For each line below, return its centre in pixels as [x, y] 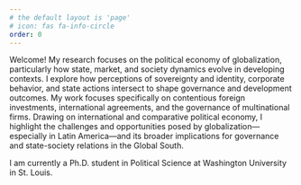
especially [28, 137]
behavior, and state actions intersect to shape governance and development [151, 88]
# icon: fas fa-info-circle [62, 26]
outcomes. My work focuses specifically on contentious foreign [128, 98]
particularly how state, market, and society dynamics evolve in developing [147, 69]
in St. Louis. [31, 172]
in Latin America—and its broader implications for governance [164, 137]
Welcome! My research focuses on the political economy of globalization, [146, 60]
